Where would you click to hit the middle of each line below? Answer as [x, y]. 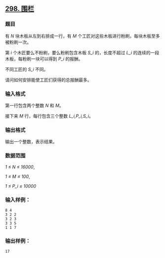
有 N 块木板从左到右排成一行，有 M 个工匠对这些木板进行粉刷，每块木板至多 [82, 36]
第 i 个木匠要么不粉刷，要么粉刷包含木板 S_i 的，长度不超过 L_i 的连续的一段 [82, 52]
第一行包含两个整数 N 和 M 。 [35, 105]
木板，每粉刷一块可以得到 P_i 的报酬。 [44, 59]
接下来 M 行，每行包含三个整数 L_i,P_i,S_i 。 [49, 116]
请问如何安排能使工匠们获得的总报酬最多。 [48, 80]
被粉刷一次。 [18, 42]
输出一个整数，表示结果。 [31, 142]
